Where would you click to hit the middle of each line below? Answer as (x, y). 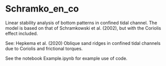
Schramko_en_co (42, 9)
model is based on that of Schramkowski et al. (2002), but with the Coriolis (83, 28)
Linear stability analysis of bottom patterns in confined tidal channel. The (81, 23)
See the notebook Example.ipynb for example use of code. (66, 58)
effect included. (22, 33)
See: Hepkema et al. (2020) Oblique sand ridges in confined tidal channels (83, 43)
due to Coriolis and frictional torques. (44, 48)
